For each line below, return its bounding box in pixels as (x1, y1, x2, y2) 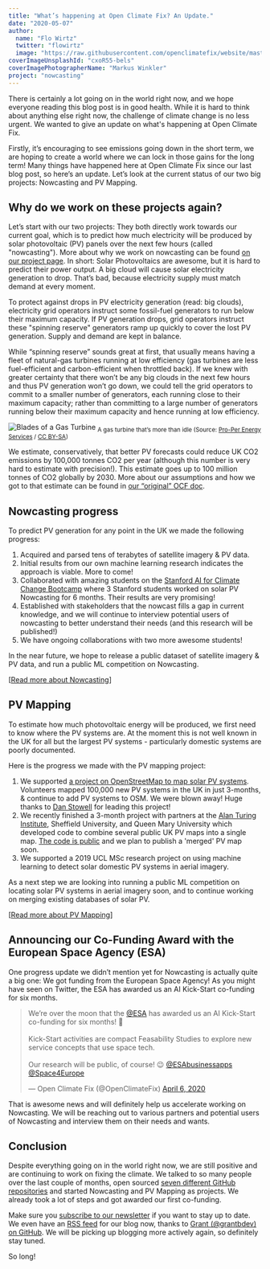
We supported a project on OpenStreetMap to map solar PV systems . (19, 776, 249, 786)
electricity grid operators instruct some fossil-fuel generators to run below (8, 306, 255, 316)
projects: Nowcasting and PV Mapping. (8, 178, 138, 187)
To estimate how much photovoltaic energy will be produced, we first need (8, 719, 256, 729)
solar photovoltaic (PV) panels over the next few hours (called (8, 239, 213, 249)
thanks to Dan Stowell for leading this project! (19, 801, 171, 812)
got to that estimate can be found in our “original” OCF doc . (8, 481, 205, 491)
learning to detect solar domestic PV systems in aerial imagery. (19, 862, 229, 871)
